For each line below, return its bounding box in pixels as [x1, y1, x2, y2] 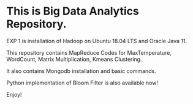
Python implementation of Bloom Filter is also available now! [6, 79, 158, 86]
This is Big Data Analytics [6, 4, 139, 18]
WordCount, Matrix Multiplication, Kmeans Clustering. [6, 55, 142, 63]
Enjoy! [6, 91, 23, 98]
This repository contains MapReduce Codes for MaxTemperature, [6, 49, 172, 56]
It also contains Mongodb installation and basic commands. [6, 67, 156, 74]
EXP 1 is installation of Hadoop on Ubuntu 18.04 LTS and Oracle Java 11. [6, 37, 187, 44]
